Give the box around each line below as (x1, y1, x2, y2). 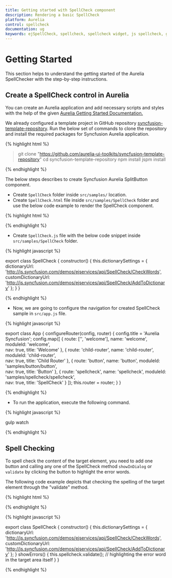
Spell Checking (5, 444, 55, 453)
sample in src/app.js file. (12, 310, 67, 316)
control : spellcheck (5, 22, 50, 27)
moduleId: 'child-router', (5, 352, 56, 358)
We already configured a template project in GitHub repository (5, 120, 137, 126)
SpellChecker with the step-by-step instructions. (5, 76, 108, 82)
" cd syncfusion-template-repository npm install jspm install (39, 156, 166, 162)
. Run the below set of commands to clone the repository (47, 125, 167, 132)
